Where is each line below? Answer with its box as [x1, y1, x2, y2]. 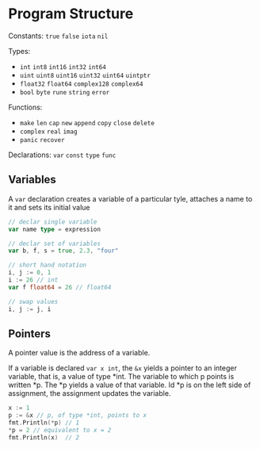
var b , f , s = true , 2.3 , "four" [8, 247, 119, 255]
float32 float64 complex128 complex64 [19, 80, 143, 88]
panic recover [19, 136, 65, 144]
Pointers [8, 327, 52, 340]
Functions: [8, 102, 43, 112]
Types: [8, 46, 31, 56]
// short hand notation [8, 261, 87, 270]
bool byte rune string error [19, 88, 110, 96]
